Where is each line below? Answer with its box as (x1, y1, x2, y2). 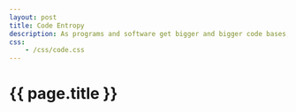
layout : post (9, 12, 57, 22)
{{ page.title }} (9, 84, 118, 104)
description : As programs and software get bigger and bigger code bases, (9, 29, 291, 38)
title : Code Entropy (9, 21, 86, 30)
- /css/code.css (25, 46, 86, 55)
